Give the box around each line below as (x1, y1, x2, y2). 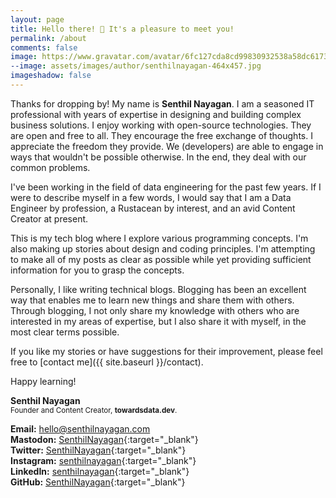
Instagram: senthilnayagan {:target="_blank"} (10, 454, 197, 466)
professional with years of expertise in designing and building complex (10, 108, 302, 120)
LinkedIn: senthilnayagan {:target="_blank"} (10, 465, 190, 477)
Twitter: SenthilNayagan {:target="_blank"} (10, 444, 187, 456)
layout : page (10, 14, 65, 25)
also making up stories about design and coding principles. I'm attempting (10, 242, 316, 255)
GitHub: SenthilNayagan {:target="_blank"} (10, 476, 186, 488)
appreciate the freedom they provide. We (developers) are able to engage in (10, 140, 324, 152)
